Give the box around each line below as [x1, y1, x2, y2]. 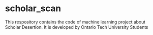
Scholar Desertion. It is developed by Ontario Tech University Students [5, 24, 149, 30]
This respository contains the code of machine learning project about [5, 19, 146, 25]
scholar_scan [5, 3, 61, 14]
